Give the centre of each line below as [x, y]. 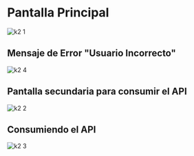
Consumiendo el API [52, 130]
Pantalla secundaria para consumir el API [97, 92]
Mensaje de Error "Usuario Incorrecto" [92, 53]
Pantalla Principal [58, 13]
